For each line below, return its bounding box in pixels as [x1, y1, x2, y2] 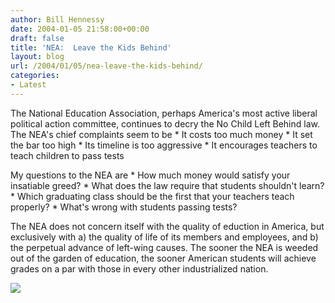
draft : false [10, 33, 65, 43]
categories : [10, 71, 60, 81]
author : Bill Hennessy [10, 14, 105, 25]
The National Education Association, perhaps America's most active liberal [10, 107, 318, 119]
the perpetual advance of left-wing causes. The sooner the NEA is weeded [10, 241, 319, 253]
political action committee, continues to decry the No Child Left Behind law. [10, 117, 320, 130]
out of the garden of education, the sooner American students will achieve [10, 252, 317, 264]
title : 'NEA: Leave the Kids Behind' [10, 42, 172, 53]
